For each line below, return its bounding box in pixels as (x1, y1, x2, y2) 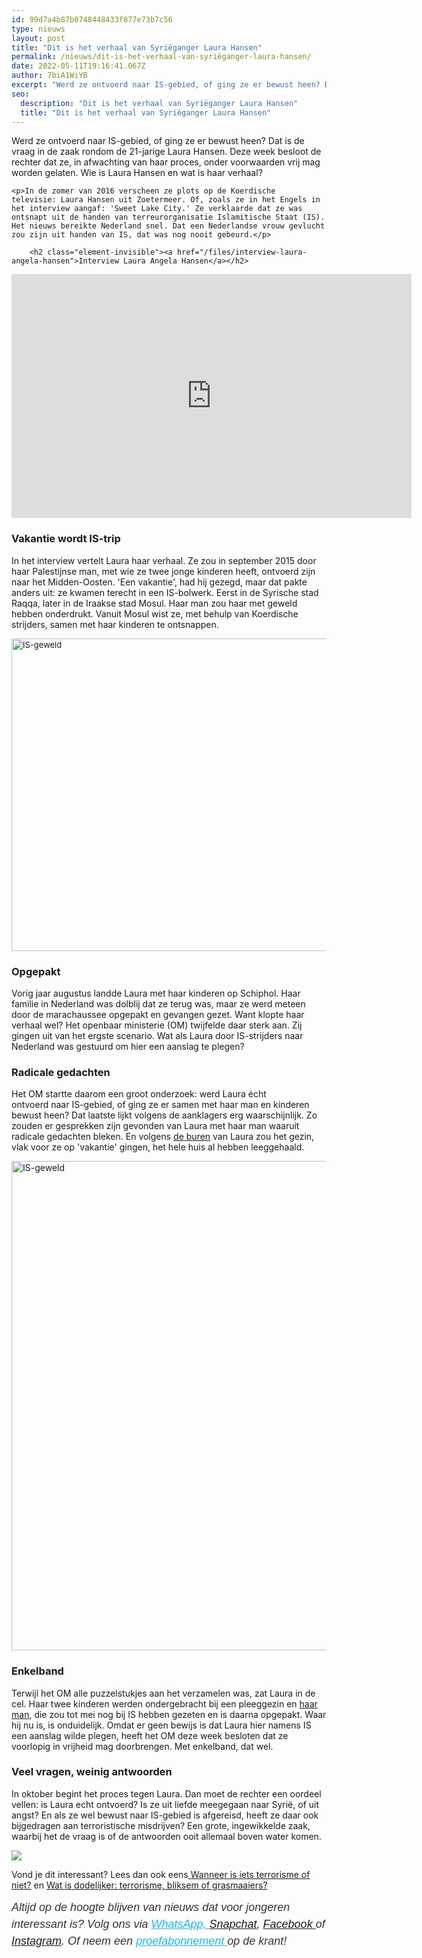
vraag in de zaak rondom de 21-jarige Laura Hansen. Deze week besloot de (11, 146, 322, 158)
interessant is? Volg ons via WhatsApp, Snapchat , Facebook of (11, 1917, 326, 1931)
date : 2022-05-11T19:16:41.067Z (11, 61, 146, 71)
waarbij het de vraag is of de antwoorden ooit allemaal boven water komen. (11, 1830, 322, 1842)
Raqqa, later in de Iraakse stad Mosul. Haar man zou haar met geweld (11, 597, 298, 609)
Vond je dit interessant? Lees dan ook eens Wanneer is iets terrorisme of (11, 1868, 311, 1880)
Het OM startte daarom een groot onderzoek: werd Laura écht (11, 1088, 267, 1100)
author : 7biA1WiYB (11, 71, 88, 81)
